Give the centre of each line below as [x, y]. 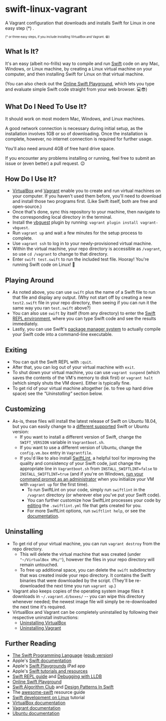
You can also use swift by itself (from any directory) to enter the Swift [84, 313]
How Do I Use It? [31, 179]
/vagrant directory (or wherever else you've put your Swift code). [94, 495]
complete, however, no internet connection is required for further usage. [79, 139]
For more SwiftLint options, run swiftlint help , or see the [86, 511]
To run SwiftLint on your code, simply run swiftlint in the [86, 489]
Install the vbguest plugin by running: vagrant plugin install [75, 222]
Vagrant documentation [36, 708]
